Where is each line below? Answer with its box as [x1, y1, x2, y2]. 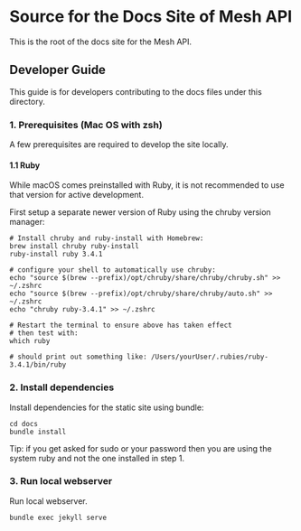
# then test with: [9, 329, 79, 338]
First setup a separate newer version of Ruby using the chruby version [9, 207, 271, 218]
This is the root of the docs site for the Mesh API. [9, 36, 193, 47]
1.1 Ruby [9, 160, 41, 171]
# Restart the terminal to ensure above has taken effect [9, 321, 232, 331]
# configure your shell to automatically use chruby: [9, 265, 217, 275]
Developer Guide [9, 62, 107, 78]
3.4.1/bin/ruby [9, 360, 67, 369]
